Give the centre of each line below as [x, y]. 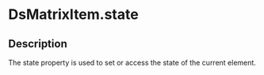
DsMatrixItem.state [73, 15]
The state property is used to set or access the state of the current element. [132, 62]
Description [38, 44]
